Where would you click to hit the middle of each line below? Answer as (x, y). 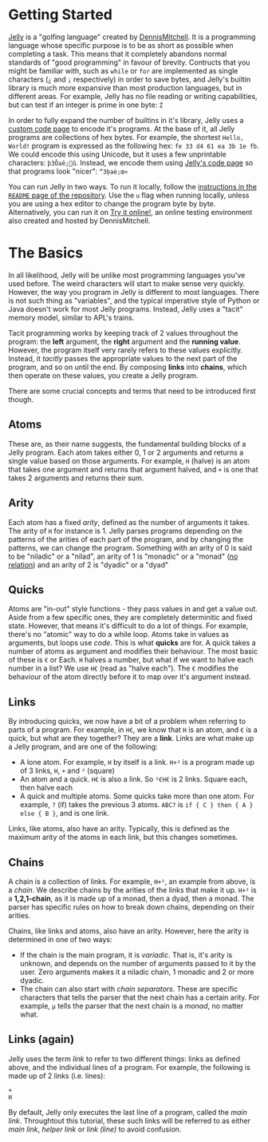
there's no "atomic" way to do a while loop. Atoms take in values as (119, 635)
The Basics (46, 253)
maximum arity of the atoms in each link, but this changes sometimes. (123, 838)
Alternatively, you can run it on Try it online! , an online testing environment (130, 212)
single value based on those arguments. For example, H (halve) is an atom (129, 460)
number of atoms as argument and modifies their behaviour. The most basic (133, 651)
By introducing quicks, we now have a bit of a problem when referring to (127, 722)
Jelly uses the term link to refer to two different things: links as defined (124, 1058)
